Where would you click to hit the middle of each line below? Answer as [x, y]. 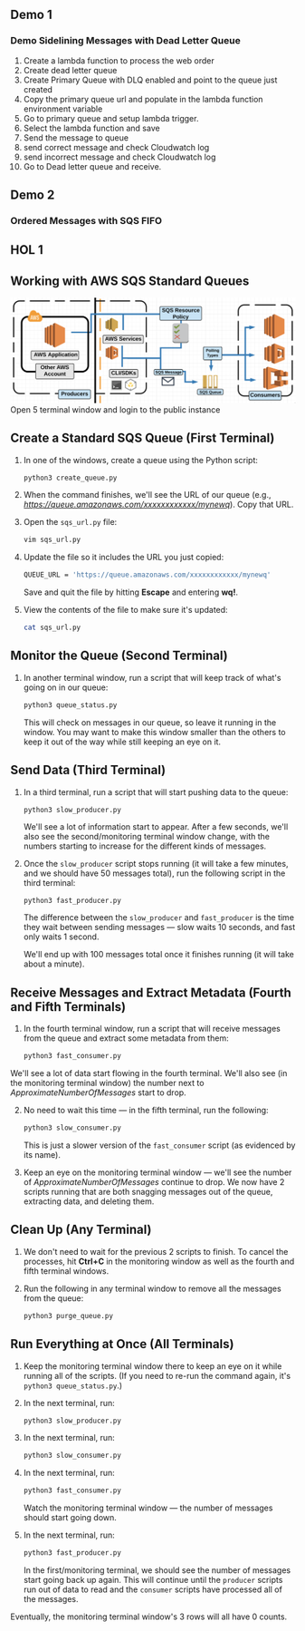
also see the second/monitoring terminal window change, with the [147, 837]
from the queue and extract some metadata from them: [126, 1038]
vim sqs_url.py [52, 540]
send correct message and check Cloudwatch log [116, 147]
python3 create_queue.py [70, 478]
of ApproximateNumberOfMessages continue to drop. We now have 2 [154, 1182]
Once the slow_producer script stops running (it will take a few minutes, [156, 864]
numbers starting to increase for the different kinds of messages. [145, 846]
